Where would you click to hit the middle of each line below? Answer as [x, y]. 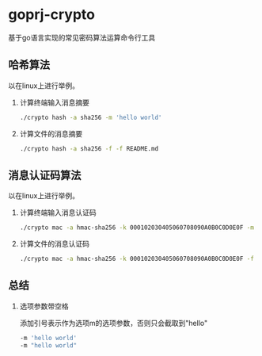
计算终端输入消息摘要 [54, 102]
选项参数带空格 [44, 306]
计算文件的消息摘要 [51, 133]
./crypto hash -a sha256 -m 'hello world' [91, 117]
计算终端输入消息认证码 [58, 212]
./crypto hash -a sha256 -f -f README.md [89, 148]
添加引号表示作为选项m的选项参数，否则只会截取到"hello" [114, 323]
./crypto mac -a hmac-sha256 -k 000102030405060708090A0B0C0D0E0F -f [137, 259]
